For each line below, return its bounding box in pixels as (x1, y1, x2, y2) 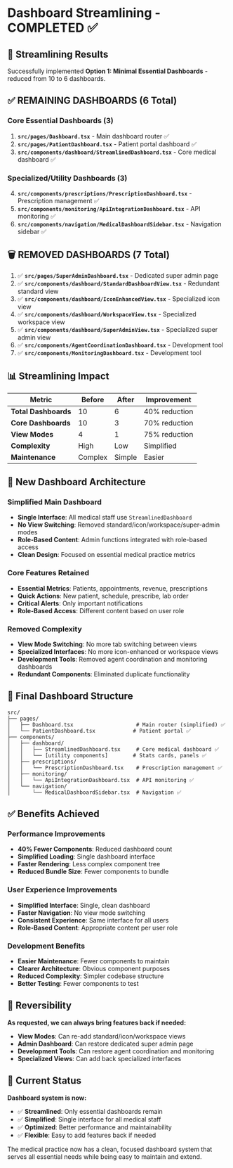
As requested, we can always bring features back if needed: (7, 1018, 187, 1027)
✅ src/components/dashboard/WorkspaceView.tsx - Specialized (17, 309, 197, 318)
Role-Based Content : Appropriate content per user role (17, 923, 178, 932)
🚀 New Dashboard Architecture (7, 476, 146, 488)
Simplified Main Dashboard (7, 497, 102, 507)
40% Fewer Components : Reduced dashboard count (17, 845, 173, 854)
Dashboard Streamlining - (7, 5, 161, 21)
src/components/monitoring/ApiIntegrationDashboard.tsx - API (17, 204, 201, 212)
